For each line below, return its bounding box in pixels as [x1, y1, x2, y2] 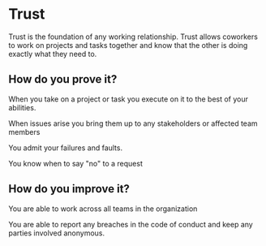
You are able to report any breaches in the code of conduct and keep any [8, 219, 253, 229]
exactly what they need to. [8, 49, 97, 58]
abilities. [8, 102, 36, 112]
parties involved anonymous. [8, 228, 105, 238]
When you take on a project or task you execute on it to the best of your [8, 94, 249, 104]
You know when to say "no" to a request [8, 158, 144, 168]
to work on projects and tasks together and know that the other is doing [8, 40, 248, 50]
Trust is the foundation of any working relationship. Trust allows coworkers [8, 32, 258, 41]
